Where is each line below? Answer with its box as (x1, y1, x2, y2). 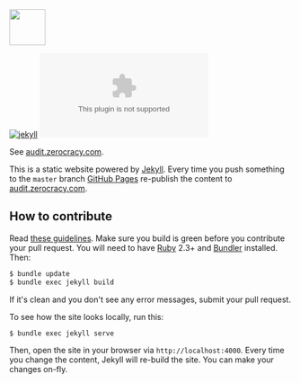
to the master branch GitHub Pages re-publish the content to (9, 174, 233, 183)
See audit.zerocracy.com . (9, 147, 104, 156)
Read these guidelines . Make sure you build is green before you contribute (9, 233, 286, 244)
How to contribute (9, 209, 113, 224)
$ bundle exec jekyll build (9, 278, 115, 287)
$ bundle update (9, 269, 70, 278)
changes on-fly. (9, 364, 68, 375)
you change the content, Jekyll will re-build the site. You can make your (9, 354, 274, 365)
